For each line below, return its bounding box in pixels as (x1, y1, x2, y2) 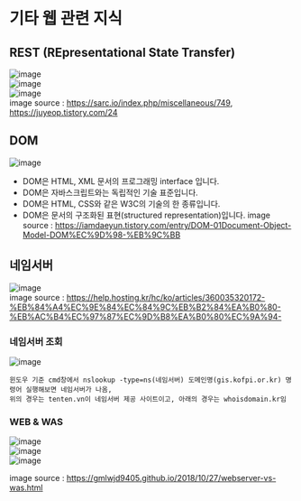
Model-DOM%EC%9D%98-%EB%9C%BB (22, 229, 181, 240)
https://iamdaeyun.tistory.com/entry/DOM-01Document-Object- (54, 219, 292, 230)
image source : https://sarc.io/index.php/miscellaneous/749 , (9, 97, 233, 108)
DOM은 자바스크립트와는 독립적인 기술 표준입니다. (22, 187, 198, 198)
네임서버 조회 (9, 335, 63, 348)
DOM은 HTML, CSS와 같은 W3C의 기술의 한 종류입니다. (22, 198, 221, 209)
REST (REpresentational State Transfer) (9, 44, 236, 60)
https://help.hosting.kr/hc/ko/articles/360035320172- (66, 292, 266, 302)
